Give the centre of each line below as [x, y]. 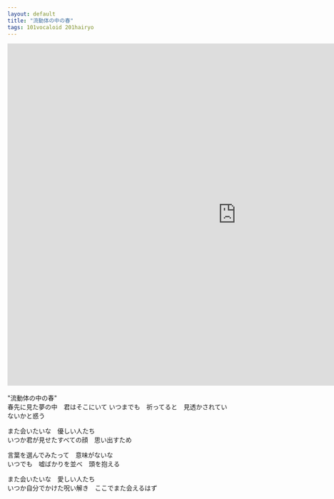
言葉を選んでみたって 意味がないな [60, 455]
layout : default [31, 14]
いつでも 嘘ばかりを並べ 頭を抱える [64, 464]
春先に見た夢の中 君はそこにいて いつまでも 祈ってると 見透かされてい [117, 407]
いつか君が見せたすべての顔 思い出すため [70, 440]
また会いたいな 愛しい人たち [51, 479]
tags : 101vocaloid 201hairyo [51, 27]
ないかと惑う [26, 416]
